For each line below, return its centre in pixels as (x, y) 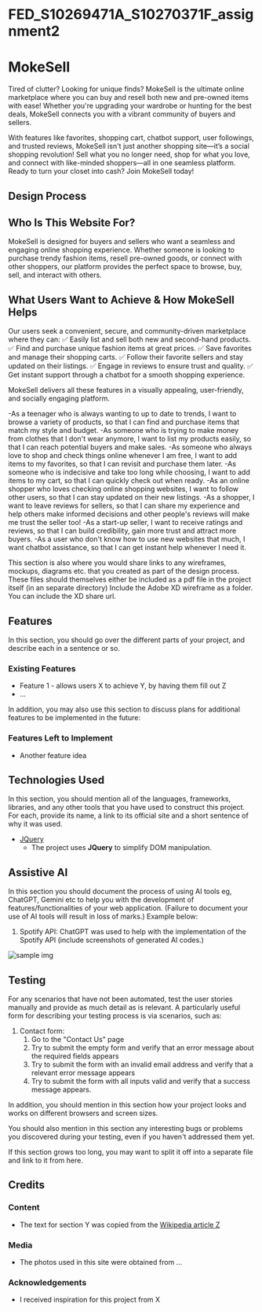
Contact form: (42, 1031)
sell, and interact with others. (55, 275)
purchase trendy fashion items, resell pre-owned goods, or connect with (125, 258)
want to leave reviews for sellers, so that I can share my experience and (124, 506)
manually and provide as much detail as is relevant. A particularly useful (124, 1007)
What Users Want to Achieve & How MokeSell (122, 299)
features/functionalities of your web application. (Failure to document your (128, 908)
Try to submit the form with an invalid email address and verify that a (142, 1064)
